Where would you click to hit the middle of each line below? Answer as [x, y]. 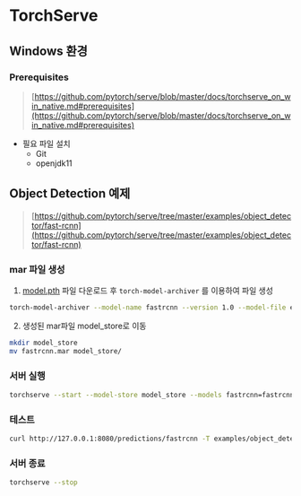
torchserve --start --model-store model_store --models [116, 395]
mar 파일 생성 [37, 269]
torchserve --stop [43, 483]
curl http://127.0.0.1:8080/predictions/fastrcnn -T [110, 439]
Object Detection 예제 [70, 194]
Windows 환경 [48, 51]
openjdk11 [54, 163]
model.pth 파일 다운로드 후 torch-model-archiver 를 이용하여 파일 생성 [147, 290]
